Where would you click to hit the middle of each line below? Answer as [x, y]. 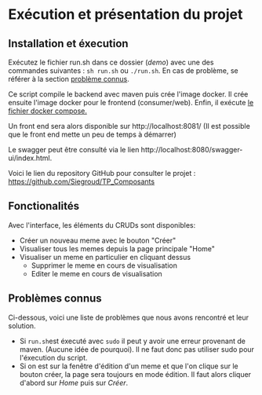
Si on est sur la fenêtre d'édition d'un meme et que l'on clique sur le [129, 366]
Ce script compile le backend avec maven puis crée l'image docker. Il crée [128, 94]
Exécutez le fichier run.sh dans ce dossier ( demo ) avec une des [111, 62]
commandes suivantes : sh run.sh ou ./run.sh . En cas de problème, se [123, 71]
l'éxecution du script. [53, 357]
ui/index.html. [30, 158]
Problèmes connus [55, 299]
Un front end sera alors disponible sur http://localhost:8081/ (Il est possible [129, 126]
